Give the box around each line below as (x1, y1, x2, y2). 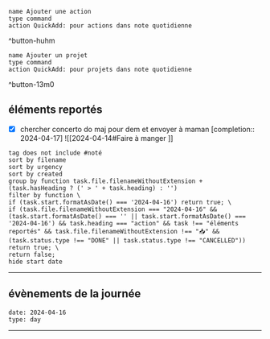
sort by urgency (8, 163, 63, 171)
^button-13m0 (8, 80, 55, 89)
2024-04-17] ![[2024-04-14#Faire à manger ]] (19, 133, 174, 143)
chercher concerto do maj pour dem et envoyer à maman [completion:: (19, 124, 256, 134)
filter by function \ (8, 191, 81, 199)
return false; (8, 250, 56, 258)
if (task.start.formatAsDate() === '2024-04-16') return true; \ (8, 198, 231, 206)
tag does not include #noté (8, 149, 103, 157)
